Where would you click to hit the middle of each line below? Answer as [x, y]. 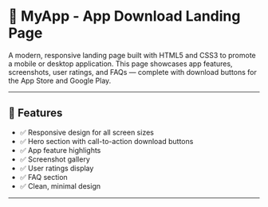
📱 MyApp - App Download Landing [124, 16]
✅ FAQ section [43, 177]
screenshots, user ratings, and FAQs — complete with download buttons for [133, 72]
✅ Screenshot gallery [55, 159]
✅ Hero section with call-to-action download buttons [106, 141]
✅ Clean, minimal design [60, 186]
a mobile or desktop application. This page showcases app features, [120, 64]
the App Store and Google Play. [60, 80]
